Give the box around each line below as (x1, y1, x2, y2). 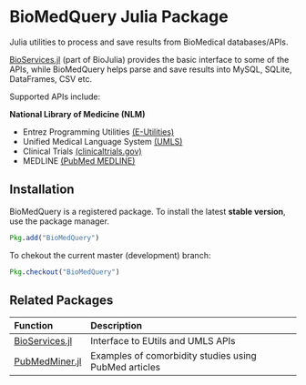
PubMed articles (90, 361, 161, 374)
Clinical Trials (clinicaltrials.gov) (22, 146, 143, 157)
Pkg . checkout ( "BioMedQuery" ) (9, 267, 120, 277)
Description (90, 319, 143, 332)
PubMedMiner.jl (14, 355, 82, 368)
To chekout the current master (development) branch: (9, 249, 211, 260)
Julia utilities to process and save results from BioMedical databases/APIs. (9, 36, 289, 47)
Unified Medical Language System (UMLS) (22, 136, 183, 147)
